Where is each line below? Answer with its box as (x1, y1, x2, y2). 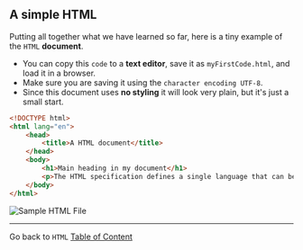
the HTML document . (9, 40, 84, 51)
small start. (22, 96, 65, 107)
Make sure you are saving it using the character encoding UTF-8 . (22, 76, 263, 88)
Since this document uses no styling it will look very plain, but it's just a (22, 86, 289, 97)
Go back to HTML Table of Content (9, 231, 133, 242)
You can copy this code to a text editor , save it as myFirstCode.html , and (22, 58, 290, 68)
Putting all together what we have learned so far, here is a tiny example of (9, 31, 283, 41)
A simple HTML (9, 7, 97, 22)
